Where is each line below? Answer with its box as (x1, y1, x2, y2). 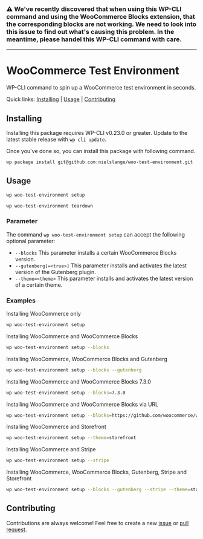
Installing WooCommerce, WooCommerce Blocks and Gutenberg (6, 355, 168, 362)
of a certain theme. (14, 281, 63, 289)
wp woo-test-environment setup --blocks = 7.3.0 (6, 390, 126, 396)
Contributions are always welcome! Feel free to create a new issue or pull (6, 519, 189, 526)
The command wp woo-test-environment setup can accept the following (6, 230, 185, 238)
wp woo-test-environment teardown (6, 203, 94, 209)
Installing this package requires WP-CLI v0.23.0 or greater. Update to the (6, 129, 188, 137)
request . (6, 526, 27, 533)
